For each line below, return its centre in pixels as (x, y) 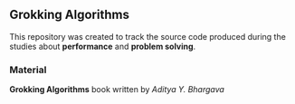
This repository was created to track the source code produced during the (148, 36)
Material (28, 70)
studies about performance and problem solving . (103, 46)
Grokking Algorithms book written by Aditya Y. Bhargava (117, 90)
